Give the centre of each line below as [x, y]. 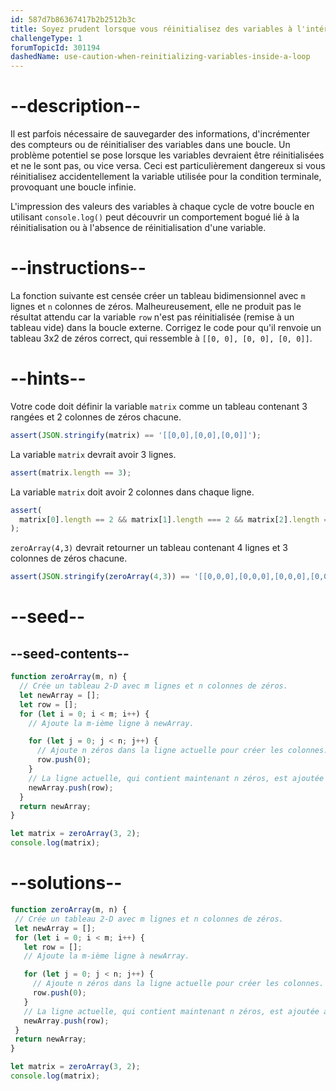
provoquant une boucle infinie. [73, 187]
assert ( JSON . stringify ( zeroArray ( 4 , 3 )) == [100, 577]
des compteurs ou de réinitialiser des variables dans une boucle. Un [150, 145]
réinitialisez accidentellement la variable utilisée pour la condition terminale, [166, 177]
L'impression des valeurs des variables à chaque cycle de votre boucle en [162, 207]
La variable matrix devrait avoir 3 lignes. [93, 454]
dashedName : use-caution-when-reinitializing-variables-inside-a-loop [160, 57]
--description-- [76, 106]
